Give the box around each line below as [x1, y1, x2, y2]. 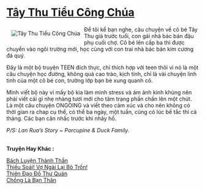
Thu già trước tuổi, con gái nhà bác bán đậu [83, 32, 194, 39]
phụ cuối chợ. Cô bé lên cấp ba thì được [83, 39, 185, 46]
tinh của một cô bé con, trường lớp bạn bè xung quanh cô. [6, 77, 153, 84]
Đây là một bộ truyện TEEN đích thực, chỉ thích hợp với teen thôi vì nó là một [6, 64, 199, 71]
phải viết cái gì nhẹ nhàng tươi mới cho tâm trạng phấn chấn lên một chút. [6, 95, 192, 102]
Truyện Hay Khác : [6, 145, 54, 152]
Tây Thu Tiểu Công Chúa [6, 6, 135, 20]
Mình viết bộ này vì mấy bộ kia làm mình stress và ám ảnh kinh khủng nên [6, 88, 192, 96]
